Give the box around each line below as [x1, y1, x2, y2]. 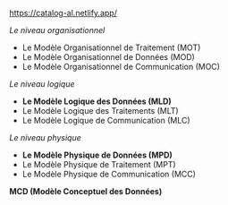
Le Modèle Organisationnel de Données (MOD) [21, 52, 195, 62]
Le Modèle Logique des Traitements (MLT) [21, 106, 179, 115]
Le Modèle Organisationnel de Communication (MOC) [21, 62, 221, 72]
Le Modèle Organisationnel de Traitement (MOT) [21, 42, 201, 53]
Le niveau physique [9, 132, 82, 142]
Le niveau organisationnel [9, 25, 106, 35]
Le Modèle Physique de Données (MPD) [21, 149, 173, 160]
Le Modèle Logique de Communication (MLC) [21, 115, 190, 125]
